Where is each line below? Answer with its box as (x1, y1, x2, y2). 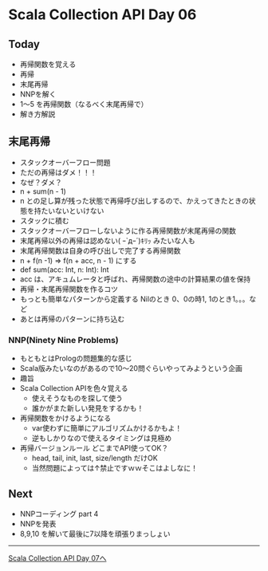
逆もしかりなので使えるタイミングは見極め (31, 433, 172, 443)
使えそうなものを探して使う (31, 393, 124, 404)
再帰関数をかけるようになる (19, 413, 112, 423)
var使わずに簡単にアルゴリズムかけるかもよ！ (31, 423, 183, 433)
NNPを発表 (19, 518, 57, 528)
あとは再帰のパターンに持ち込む (19, 313, 125, 324)
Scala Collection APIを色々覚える (19, 384, 129, 393)
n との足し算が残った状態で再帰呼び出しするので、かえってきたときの (19, 195, 249, 205)
